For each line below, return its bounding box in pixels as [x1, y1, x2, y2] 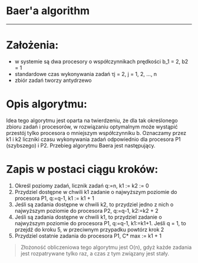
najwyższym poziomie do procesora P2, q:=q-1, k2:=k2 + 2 [14, 207, 159, 214]
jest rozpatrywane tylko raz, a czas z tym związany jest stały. [20, 249, 170, 257]
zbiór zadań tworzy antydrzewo [14, 77, 92, 84]
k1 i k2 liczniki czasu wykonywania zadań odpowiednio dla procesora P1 [6, 136, 181, 143]
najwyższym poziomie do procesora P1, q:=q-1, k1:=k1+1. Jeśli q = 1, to [14, 219, 187, 226]
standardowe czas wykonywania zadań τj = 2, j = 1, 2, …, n [14, 70, 157, 77]
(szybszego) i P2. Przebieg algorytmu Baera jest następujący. [6, 142, 156, 149]
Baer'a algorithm [6, 4, 90, 18]
